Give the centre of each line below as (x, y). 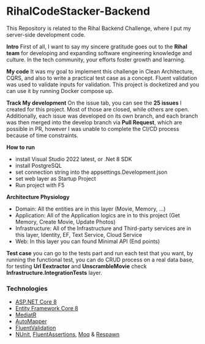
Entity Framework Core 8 (47, 308)
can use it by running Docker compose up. (60, 91)
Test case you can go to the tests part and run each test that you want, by (100, 253)
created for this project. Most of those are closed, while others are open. (98, 109)
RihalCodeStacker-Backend (78, 11)
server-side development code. (46, 34)
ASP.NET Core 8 (36, 302)
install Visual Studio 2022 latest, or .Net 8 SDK (74, 159)
